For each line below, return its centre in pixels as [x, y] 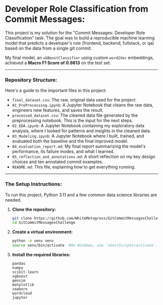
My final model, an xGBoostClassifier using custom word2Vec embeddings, [80, 57]
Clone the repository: [34, 209]
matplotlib [23, 285]
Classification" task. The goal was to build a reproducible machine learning [80, 38]
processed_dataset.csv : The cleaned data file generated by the [75, 116]
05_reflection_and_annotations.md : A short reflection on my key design [83, 157]
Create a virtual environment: [42, 232]
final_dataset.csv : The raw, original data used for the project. [74, 100]
